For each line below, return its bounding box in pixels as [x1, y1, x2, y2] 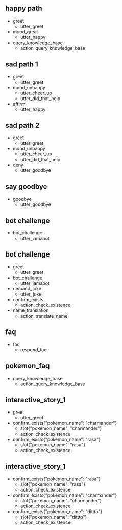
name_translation [12, 307, 50, 313]
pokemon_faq [5, 362, 50, 370]
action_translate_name [20, 312, 68, 319]
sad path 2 [5, 121, 40, 130]
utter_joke [20, 291, 42, 297]
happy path [5, 4, 42, 13]
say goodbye [5, 182, 47, 191]
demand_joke [12, 285, 42, 291]
